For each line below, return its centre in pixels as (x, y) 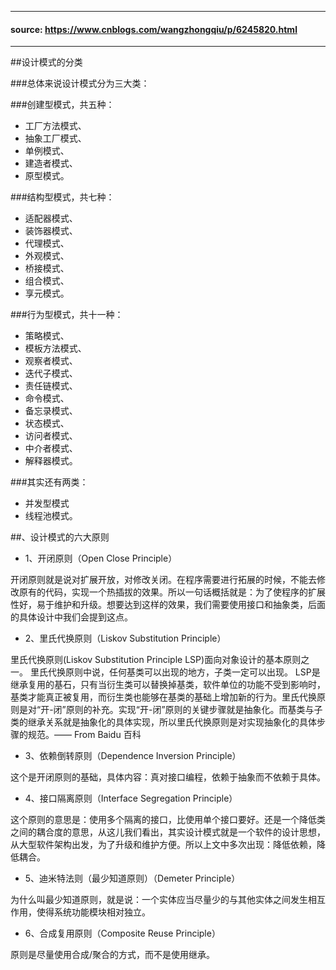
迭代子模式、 (51, 373)
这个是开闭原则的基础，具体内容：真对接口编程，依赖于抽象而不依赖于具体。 (168, 777)
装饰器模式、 (51, 231)
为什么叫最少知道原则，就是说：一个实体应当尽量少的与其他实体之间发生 (159, 900)
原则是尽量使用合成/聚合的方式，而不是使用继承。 (113, 955)
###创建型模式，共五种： (62, 105)
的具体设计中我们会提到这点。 (71, 617)
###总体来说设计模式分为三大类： (80, 83)
